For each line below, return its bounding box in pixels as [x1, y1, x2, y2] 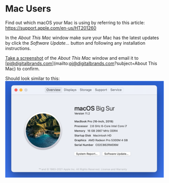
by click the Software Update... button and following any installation [5, 40, 146, 46]
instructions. [5, 45, 31, 51]
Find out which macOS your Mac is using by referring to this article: [5, 20, 145, 26]
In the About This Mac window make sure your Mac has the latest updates [5, 35, 159, 41]
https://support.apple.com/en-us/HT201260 [5, 25, 97, 31]
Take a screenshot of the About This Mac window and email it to [5, 55, 139, 61]
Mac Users [5, 3, 51, 15]
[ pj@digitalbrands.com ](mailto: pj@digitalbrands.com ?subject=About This [5, 60, 157, 66]
